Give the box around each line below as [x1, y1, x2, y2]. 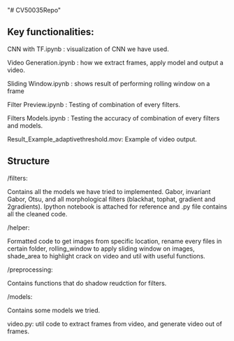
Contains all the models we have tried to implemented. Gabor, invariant [7, 187, 211, 195]
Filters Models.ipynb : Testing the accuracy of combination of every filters [7, 113, 220, 122]
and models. [7, 121, 43, 130]
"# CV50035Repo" [7, 6, 61, 14]
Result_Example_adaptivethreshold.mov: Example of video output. [7, 134, 198, 143]
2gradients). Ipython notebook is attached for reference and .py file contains [7, 202, 228, 211]
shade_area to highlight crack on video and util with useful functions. [7, 251, 206, 260]
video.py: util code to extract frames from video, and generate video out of [7, 319, 222, 328]
